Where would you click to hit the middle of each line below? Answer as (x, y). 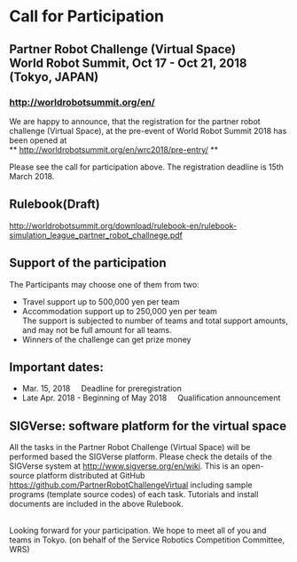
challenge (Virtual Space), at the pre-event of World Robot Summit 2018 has (148, 131)
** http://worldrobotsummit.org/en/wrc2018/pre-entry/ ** (114, 149)
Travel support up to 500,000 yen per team (101, 301)
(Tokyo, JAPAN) (54, 77)
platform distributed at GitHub (91, 476)
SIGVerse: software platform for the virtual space (148, 426)
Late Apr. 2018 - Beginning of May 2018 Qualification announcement (151, 398)
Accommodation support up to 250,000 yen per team (119, 311)
